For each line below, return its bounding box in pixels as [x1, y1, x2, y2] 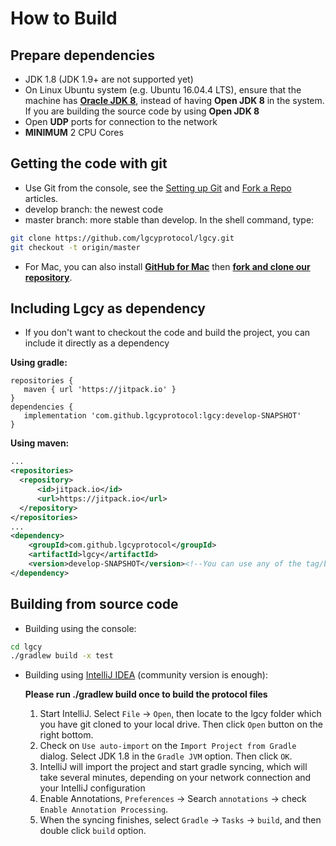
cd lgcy [10, 642, 43, 652]
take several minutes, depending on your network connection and [39, 772, 312, 784]
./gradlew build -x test [10, 651, 114, 661]
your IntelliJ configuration [39, 782, 146, 794]
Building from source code [10, 596, 179, 613]
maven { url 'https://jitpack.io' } [23, 385, 177, 395]
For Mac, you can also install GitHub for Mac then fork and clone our [24, 260, 311, 272]
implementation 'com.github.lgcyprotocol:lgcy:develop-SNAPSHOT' [23, 411, 302, 421]
